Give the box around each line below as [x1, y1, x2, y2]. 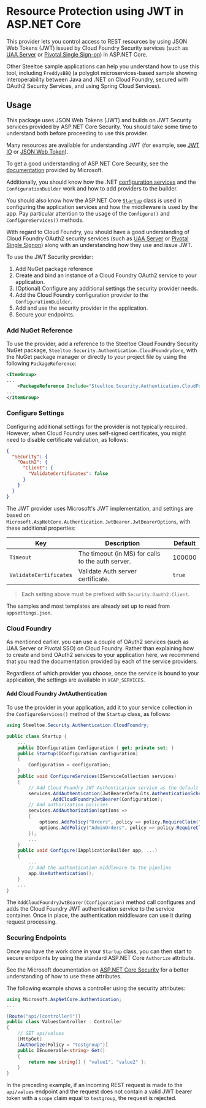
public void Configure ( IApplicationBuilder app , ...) [17, 847, 158, 854]
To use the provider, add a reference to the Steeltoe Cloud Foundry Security [6, 340, 198, 348]
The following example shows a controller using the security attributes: [6, 984, 186, 992]
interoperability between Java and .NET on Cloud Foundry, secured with [6, 76, 189, 83]
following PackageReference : [6, 360, 77, 367]
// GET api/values [17, 1031, 64, 1037]
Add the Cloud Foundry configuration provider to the [15, 291, 148, 299]
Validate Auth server [78, 567, 137, 575]
